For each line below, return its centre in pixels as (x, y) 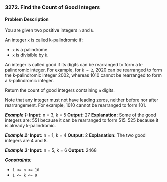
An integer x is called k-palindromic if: (44, 40)
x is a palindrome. (30, 50)
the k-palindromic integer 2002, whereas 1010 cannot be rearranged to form (84, 75)
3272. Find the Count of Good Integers (53, 7)
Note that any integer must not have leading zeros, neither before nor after (82, 100)
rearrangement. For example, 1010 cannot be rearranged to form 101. (76, 105)
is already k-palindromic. (31, 126)
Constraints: (18, 160)
